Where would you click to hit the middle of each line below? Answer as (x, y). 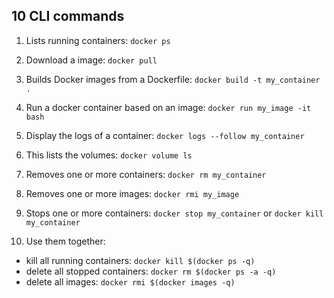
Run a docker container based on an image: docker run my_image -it (168, 107)
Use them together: (65, 241)
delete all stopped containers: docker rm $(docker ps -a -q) (151, 271)
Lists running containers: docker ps (98, 40)
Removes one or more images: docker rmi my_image (132, 193)
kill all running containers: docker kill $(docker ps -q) (140, 260)
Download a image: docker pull (91, 60)
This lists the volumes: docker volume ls (109, 155)
